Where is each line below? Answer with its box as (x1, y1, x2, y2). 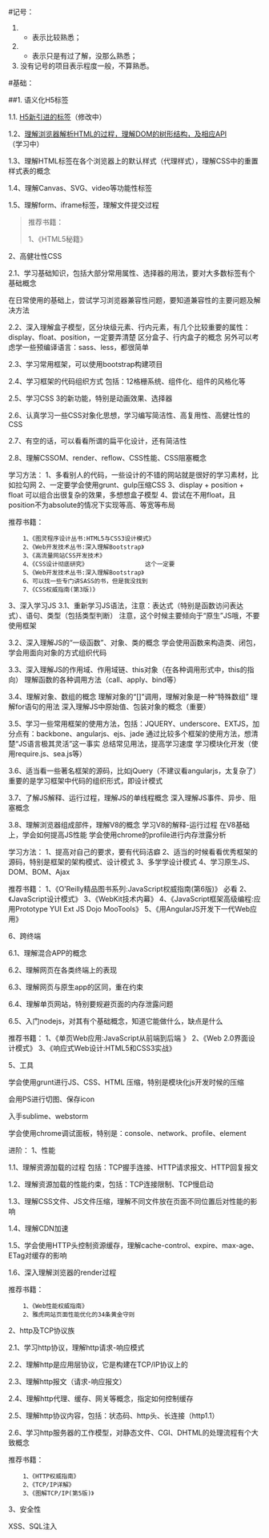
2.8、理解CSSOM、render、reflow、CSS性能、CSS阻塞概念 (8, 453, 207, 462)
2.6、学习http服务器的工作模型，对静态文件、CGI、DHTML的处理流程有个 (8, 1428, 252, 1437)
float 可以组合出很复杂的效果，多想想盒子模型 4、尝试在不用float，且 (8, 490, 236, 499)
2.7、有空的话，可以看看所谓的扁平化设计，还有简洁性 (8, 436, 187, 445)
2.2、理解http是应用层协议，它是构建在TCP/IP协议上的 (8, 1360, 188, 1369)
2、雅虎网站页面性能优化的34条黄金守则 (22, 1311, 135, 1319)
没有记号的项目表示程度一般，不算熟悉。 (19, 61, 154, 70)
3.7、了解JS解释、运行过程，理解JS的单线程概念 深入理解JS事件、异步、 (8, 793, 250, 803)
